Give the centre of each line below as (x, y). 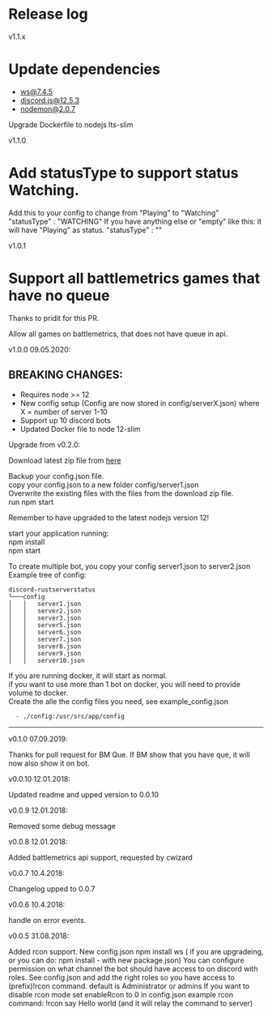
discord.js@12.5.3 (49, 100)
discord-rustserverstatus (52, 589)
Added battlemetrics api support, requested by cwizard (100, 857)
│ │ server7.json (45, 639)
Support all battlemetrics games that (134, 278)
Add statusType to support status (123, 173)
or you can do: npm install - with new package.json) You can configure (126, 960)
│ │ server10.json (47, 660)
